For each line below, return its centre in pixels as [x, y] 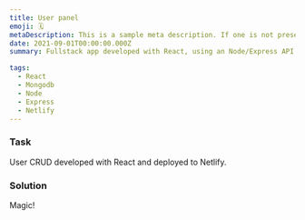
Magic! [22, 205]
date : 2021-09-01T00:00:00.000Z [70, 43]
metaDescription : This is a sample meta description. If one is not [142, 35]
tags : [20, 68]
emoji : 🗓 [26, 26]
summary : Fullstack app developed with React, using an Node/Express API [152, 52]
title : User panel [44, 18]
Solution [29, 185]
